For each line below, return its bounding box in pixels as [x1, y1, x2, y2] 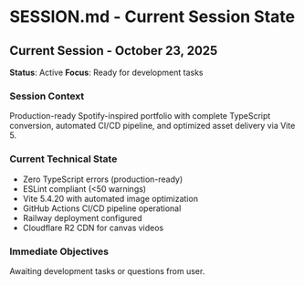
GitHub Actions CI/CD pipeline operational [22, 203, 182, 214]
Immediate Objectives [9, 245, 110, 258]
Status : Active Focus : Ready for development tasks [9, 67, 204, 78]
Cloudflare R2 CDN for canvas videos [22, 222, 164, 233]
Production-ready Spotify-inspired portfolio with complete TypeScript [9, 111, 271, 122]
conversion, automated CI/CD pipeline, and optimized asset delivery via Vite [9, 121, 296, 132]
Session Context [9, 90, 85, 102]
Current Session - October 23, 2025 [9, 43, 218, 58]
